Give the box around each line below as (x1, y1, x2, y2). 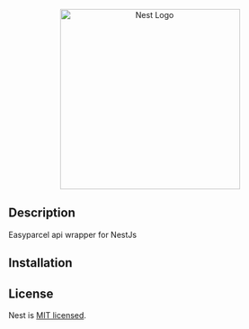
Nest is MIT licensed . (8, 310, 87, 321)
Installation (8, 255, 73, 270)
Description (8, 206, 76, 221)
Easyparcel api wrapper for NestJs (8, 229, 137, 240)
